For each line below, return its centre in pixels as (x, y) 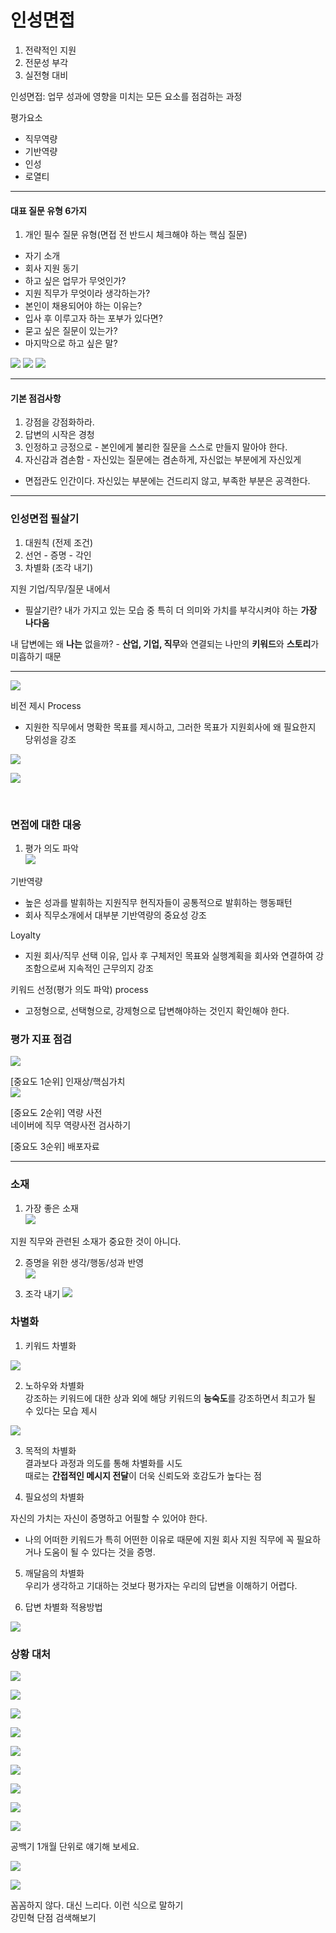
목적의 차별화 (50, 1450)
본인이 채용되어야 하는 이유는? (83, 306)
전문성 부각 (46, 62)
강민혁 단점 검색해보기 (53, 1918)
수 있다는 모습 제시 (61, 1410)
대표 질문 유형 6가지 (49, 210)
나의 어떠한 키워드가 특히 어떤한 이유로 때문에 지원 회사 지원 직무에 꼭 (159, 1539)
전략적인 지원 (50, 50)
